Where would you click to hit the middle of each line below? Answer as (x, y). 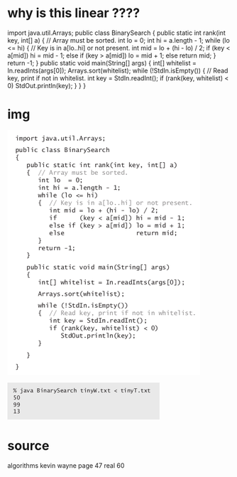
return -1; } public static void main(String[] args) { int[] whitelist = (102, 63)
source (28, 446)
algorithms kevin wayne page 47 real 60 (66, 465)
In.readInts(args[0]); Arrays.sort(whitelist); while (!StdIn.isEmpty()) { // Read (118, 70)
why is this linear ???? (74, 13)
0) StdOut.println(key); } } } (47, 85)
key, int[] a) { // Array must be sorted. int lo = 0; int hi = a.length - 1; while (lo (119, 40)
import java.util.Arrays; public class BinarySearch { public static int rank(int (116, 33)
